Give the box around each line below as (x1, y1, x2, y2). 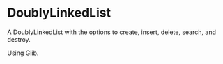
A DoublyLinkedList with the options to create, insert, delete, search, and (7, 28, 216, 36)
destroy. (7, 35, 31, 43)
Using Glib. (7, 49, 39, 57)
